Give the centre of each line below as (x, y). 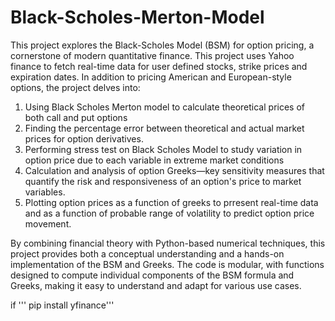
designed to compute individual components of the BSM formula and (152, 275)
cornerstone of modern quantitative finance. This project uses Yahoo (152, 55)
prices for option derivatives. (84, 138)
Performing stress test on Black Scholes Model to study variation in (163, 149)
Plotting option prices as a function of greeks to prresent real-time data (171, 202)
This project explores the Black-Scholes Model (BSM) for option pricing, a (162, 45)
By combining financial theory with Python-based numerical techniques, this (168, 243)
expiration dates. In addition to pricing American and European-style (151, 77)
